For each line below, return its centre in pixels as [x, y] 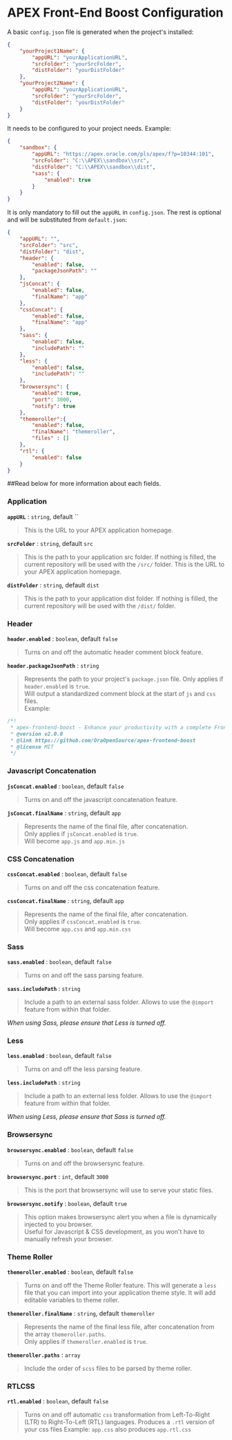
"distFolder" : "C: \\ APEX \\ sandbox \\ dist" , [94, 167]
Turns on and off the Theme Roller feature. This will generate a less [120, 1286]
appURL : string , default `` [43, 516]
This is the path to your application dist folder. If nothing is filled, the [121, 598]
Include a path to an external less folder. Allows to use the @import [118, 1096]
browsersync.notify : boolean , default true [67, 1203]
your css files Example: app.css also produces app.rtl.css [107, 1430]
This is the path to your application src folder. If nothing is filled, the [120, 557]
